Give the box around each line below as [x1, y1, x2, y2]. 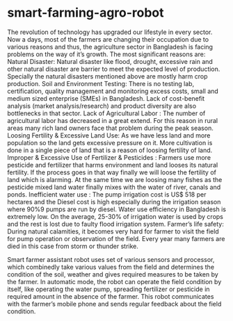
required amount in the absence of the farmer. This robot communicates [7, 292, 214, 300]
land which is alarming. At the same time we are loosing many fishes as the [7, 175, 223, 183]
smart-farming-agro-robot [7, 5, 165, 21]
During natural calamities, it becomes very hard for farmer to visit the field [7, 227, 219, 236]
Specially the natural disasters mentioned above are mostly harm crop [7, 72, 208, 81]
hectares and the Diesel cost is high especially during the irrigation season [7, 197, 221, 206]
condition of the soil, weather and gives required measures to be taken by [7, 270, 219, 279]
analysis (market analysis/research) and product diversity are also [7, 101, 197, 110]
